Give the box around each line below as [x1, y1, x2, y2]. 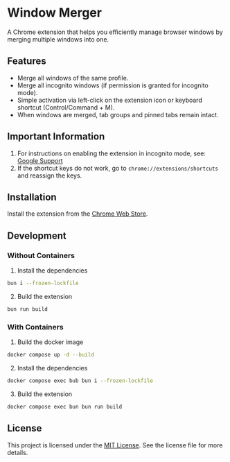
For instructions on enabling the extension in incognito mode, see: [17, 149, 206, 157]
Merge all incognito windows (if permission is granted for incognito [17, 81, 209, 89]
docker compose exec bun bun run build [7, 403, 123, 410]
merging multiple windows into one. [7, 35, 109, 43]
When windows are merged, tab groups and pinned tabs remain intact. [17, 110, 219, 119]
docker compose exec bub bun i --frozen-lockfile [7, 377, 154, 384]
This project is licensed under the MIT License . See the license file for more [7, 440, 223, 449]
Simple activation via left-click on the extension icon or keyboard [17, 96, 202, 104]
